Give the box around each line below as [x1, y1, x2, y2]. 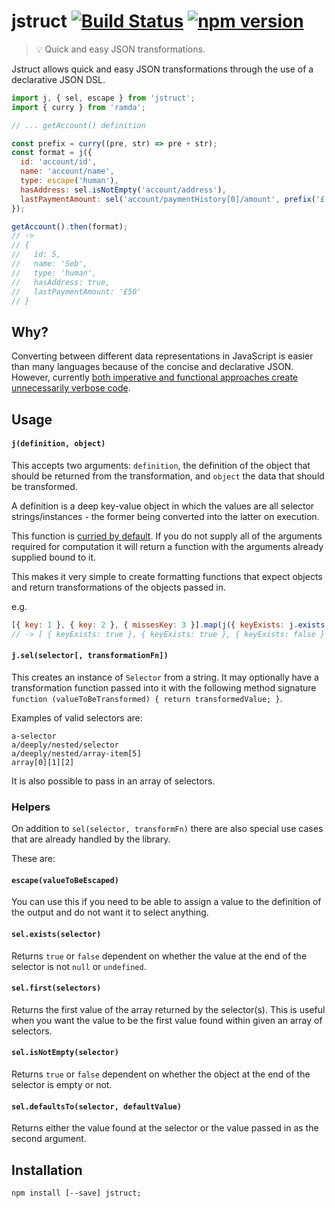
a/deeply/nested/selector [11, 740, 119, 750]
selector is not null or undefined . [11, 960, 147, 972]
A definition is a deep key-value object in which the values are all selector [11, 500, 315, 512]
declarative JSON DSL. [11, 73, 106, 85]
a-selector [11, 731, 57, 741]
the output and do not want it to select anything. [11, 906, 209, 919]
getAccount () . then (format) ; [11, 221, 129, 232]
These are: [11, 853, 56, 865]
